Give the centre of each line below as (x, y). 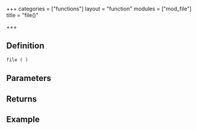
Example (23, 119)
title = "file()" (22, 15)
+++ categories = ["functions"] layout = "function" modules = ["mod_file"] (99, 9)
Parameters (29, 78)
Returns (22, 99)
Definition (25, 46)
